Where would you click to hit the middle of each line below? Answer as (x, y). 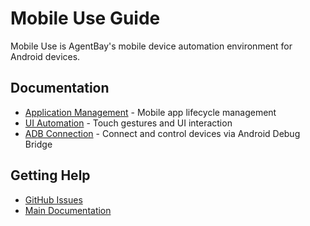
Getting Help (50, 175)
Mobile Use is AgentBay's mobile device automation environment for (151, 46)
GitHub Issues (53, 199)
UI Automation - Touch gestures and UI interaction (128, 123)
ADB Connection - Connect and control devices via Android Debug (162, 133)
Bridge (38, 144)
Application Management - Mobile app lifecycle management (150, 112)
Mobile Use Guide (85, 18)
